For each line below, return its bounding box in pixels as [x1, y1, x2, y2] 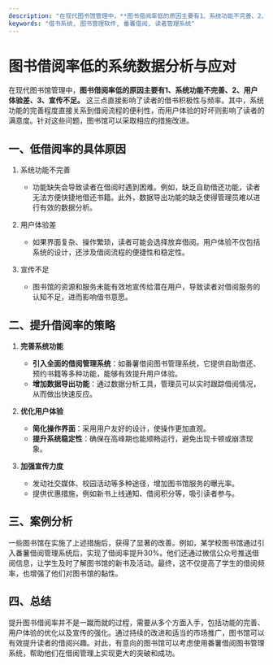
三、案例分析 [8, 515, 73, 528]
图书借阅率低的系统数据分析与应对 [8, 57, 237, 76]
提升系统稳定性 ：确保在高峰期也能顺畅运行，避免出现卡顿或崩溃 [32, 434, 246, 444]
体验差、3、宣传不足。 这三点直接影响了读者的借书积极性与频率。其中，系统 [8, 95, 264, 106]
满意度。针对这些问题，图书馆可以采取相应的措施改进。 [8, 115, 193, 126]
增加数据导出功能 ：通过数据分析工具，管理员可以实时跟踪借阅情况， [32, 379, 261, 389]
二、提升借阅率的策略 [8, 318, 115, 332]
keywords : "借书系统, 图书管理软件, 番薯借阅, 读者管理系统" [8, 20, 195, 28]
